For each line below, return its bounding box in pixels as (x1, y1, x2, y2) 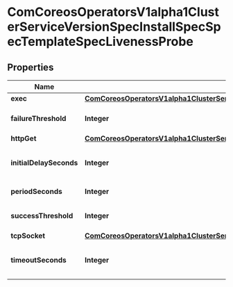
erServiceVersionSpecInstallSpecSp (7, 19, 221, 35)
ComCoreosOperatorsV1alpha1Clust (7, 4, 220, 20)
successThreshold (10, 211, 74, 220)
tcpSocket (10, 231, 46, 240)
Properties (7, 61, 54, 73)
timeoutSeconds (10, 255, 67, 265)
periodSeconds (10, 187, 62, 196)
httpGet (10, 133, 37, 143)
